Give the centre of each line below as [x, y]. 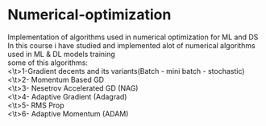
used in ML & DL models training [62, 54]
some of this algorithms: [48, 63]
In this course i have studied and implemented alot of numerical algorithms [131, 45]
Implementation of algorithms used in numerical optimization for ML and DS [133, 37]
